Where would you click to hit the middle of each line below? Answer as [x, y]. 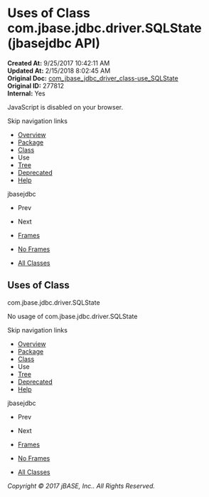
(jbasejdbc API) [54, 43]
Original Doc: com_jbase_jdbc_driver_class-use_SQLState [93, 78]
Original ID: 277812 [36, 85]
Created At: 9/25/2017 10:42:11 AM [59, 63]
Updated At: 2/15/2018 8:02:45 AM [59, 70]
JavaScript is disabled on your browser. [65, 107]
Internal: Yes [27, 93]
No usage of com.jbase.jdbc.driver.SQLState [73, 316]
